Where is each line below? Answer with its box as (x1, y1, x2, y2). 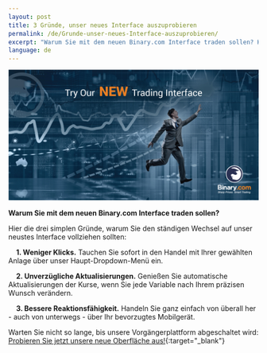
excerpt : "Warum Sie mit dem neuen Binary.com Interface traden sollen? (8, 38, 254, 46)
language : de (8, 46, 52, 55)
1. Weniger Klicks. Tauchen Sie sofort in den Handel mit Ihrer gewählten (15, 247, 253, 258)
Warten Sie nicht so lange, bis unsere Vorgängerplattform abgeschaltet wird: (8, 328, 259, 337)
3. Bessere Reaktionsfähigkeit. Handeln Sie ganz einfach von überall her (15, 304, 257, 313)
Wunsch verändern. (8, 289, 73, 298)
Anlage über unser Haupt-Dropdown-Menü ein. (8, 256, 164, 266)
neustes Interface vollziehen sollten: (8, 232, 127, 242)
